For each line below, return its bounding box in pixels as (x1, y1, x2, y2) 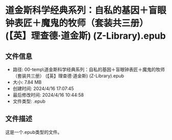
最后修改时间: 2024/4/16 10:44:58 (12, 92, 84, 98)
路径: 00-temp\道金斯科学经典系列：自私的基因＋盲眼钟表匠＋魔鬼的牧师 (12, 67, 165, 72)
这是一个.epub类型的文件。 (5, 129, 62, 135)
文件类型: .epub (12, 98, 46, 104)
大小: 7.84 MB (12, 79, 42, 85)
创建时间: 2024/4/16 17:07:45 (12, 86, 74, 92)
